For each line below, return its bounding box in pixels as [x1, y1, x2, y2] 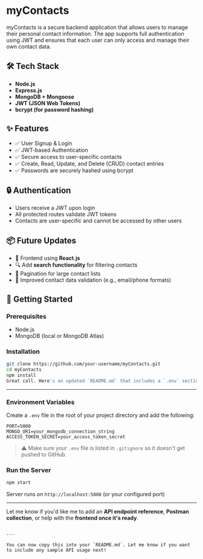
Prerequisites [6, 312, 47, 320]
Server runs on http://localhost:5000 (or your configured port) [6, 491, 165, 498]
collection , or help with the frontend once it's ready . [6, 514, 139, 522]
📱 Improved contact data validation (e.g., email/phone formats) [14, 276, 172, 284]
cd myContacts [6, 367, 42, 373]
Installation [6, 347, 40, 355]
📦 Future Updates [6, 235, 77, 245]
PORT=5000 [6, 423, 31, 429]
